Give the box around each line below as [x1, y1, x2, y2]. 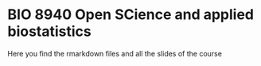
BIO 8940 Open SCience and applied [7, 6, 254, 24]
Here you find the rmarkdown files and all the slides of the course [7, 49, 222, 58]
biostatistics [7, 22, 92, 41]
